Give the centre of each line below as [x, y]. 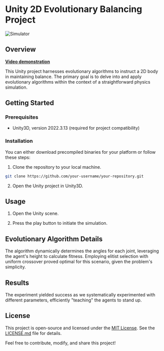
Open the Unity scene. [35, 213]
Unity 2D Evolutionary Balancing [74, 9]
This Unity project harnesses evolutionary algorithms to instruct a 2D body [82, 71]
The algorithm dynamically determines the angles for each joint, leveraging [82, 251]
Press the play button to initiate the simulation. [60, 223]
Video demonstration [28, 62]
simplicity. [15, 267]
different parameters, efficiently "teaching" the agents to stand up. [74, 300]
